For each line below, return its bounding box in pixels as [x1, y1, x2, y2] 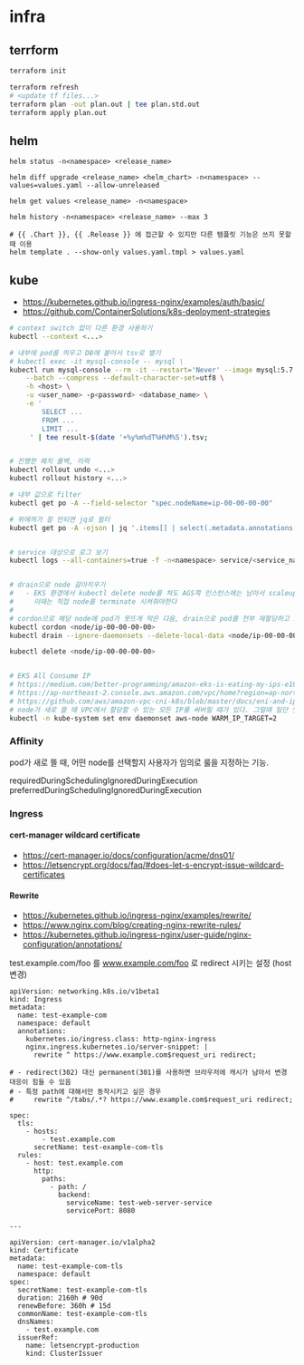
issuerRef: [17, 1333, 59, 1342]
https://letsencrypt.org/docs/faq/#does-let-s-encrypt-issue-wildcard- [22, 859, 285, 870]
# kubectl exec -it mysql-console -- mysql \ [9, 356, 184, 366]
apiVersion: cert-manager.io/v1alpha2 [9, 1238, 156, 1247]
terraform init [9, 66, 67, 75]
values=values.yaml [9, 181, 83, 190]
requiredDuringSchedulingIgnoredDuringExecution [9, 775, 198, 786]
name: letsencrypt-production [25, 1341, 140, 1350]
